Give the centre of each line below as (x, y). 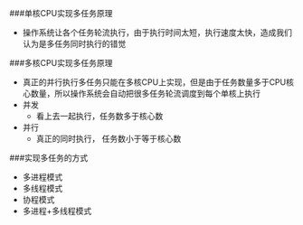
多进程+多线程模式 (57, 211)
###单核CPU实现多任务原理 (61, 13)
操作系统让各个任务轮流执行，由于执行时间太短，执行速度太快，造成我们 (157, 33)
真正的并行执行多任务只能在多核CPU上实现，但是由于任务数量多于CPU (154, 82)
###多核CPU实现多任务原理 (61, 63)
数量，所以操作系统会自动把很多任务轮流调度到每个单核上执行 (145, 94)
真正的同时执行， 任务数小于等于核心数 (109, 139)
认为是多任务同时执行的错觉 (74, 44)
